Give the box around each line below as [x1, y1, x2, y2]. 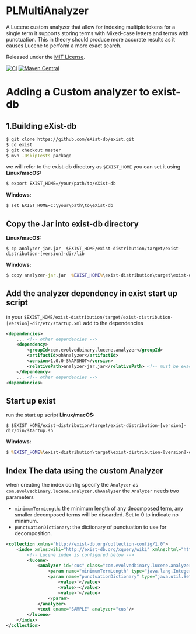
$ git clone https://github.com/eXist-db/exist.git [6, 136, 134, 142]
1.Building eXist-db [6, 121, 77, 131]
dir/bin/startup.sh [6, 428, 54, 434]
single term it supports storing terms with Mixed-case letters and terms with [6, 29, 189, 36]
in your [6, 313, 23, 320]
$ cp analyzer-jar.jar [6, 246, 61, 251]
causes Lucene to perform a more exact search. [6, 42, 122, 49]
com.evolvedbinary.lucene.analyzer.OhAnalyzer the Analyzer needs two [6, 487, 180, 494]
